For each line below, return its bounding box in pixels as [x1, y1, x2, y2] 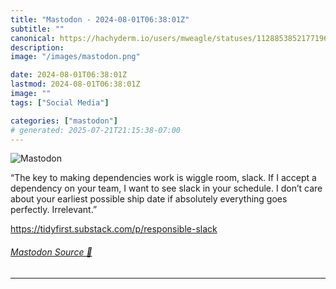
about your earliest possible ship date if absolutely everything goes [10, 193, 288, 205]
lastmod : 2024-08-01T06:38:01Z [10, 79, 141, 90]
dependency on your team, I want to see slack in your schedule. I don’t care [10, 182, 323, 195]
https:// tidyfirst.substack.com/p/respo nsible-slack [10, 223, 218, 235]
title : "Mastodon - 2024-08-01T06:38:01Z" [10, 14, 190, 25]
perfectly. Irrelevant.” [10, 204, 98, 216]
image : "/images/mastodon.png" [10, 52, 141, 62]
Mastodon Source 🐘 [10, 246, 93, 258]
